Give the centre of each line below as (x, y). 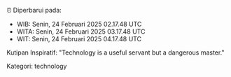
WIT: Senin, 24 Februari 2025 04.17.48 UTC (79, 39)
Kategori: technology (37, 66)
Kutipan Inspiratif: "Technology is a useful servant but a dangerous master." (115, 52)
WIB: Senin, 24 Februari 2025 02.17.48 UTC (79, 24)
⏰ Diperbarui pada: (34, 10)
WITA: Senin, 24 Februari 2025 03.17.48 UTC (81, 31)
